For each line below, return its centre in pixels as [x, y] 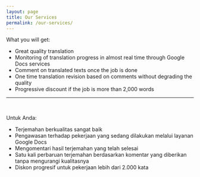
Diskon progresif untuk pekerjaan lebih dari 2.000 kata [82, 167]
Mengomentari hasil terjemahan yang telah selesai [76, 148]
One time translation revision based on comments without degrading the [103, 77]
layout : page [22, 12]
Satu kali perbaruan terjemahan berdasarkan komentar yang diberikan [101, 155]
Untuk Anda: [21, 118]
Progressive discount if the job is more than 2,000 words [85, 89]
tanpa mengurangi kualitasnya [52, 161]
